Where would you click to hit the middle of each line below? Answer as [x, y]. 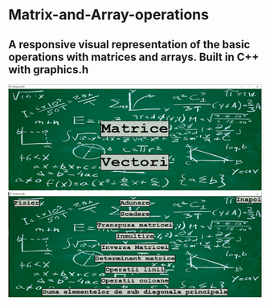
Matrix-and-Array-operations [108, 15]
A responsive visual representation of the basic [129, 45]
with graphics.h [49, 69]
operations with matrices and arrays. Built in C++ [134, 57]
